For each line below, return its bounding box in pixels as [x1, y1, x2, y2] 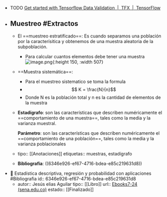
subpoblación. [17, 44, 48, 50]
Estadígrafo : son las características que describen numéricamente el [17, 109, 162, 115]
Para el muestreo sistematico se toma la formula [25, 78, 126, 85]
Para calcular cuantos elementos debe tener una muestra [25, 53, 145, 59]
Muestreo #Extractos [10, 19, 78, 28]
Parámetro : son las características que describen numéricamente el [17, 130, 160, 136]
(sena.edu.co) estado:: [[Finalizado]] [17, 186, 94, 192]
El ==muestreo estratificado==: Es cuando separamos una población [17, 33, 161, 39]
